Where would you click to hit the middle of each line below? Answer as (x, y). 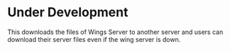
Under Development (68, 12)
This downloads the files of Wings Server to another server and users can (115, 32)
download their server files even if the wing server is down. (94, 39)
